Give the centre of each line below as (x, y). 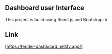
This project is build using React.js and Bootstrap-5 (56, 19)
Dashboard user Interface (45, 8)
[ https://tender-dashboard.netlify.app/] (44, 46)
